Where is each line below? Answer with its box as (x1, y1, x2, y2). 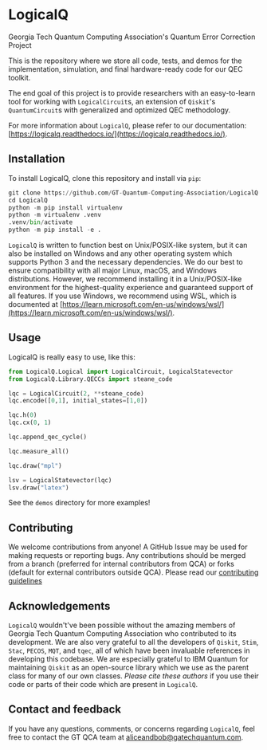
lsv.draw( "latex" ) (8, 484, 69, 492)
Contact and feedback (8, 703, 122, 717)
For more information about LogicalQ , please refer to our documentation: (8, 120, 247, 130)
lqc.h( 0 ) (8, 411, 37, 419)
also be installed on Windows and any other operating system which (8, 249, 233, 258)
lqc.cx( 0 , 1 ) (8, 418, 52, 427)
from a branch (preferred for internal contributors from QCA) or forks (8, 560, 235, 569)
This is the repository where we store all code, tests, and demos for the (8, 56, 242, 65)
